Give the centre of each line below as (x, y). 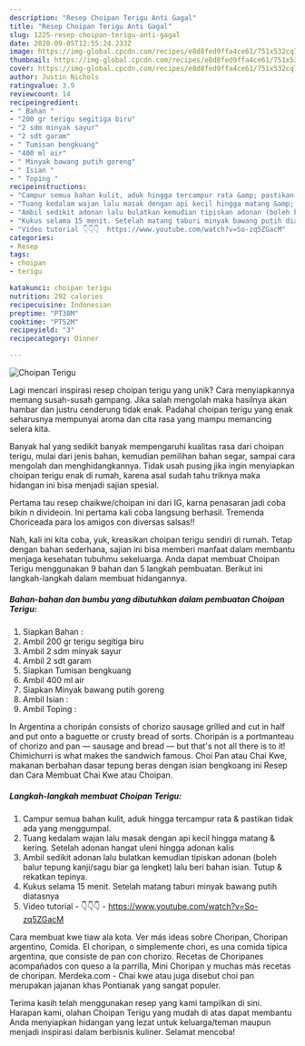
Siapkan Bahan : (53, 631)
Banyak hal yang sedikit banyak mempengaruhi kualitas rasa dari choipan (147, 446)
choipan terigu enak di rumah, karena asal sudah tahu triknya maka (135, 475)
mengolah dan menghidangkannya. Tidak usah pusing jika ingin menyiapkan (152, 466)
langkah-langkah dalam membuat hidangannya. (98, 578)
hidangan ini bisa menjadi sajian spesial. (84, 485)
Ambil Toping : (49, 709)
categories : (32, 237)
